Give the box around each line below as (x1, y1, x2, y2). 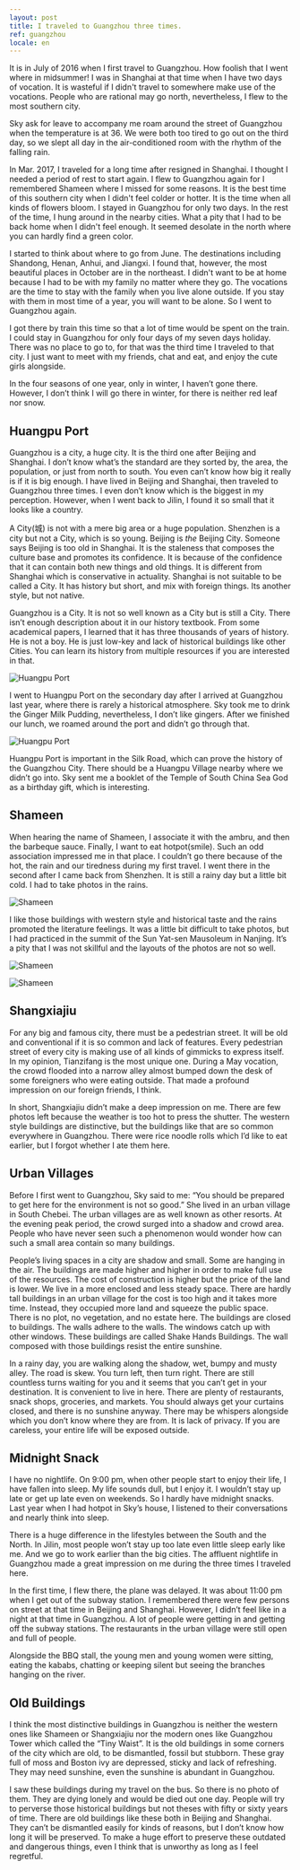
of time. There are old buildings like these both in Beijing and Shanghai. (9, 1813, 272, 1823)
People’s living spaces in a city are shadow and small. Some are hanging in (9, 1255, 285, 1266)
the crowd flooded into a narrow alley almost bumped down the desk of (9, 1065, 273, 1076)
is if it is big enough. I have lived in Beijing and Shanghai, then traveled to (9, 476, 279, 487)
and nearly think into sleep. (9, 1512, 110, 1523)
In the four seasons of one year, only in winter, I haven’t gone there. (9, 378, 258, 389)
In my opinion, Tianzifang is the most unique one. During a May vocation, (9, 1056, 279, 1066)
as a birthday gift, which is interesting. (9, 782, 150, 793)
